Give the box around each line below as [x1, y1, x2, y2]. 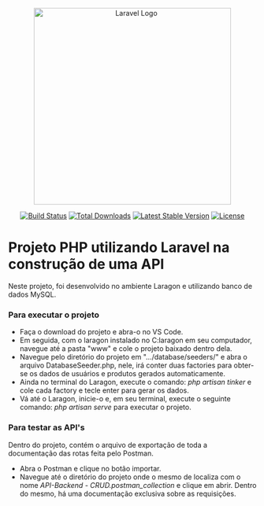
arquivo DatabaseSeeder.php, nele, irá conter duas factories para [19, 360, 232, 370]
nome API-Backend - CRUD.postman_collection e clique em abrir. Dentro [19, 480, 257, 489]
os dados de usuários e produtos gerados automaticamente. [29, 369, 226, 379]
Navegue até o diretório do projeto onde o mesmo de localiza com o [19, 472, 241, 482]
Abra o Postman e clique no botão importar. [19, 464, 162, 473]
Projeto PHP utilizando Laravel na [8, 238, 230, 257]
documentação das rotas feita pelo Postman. [8, 449, 154, 458]
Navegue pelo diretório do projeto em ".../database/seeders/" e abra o [19, 353, 248, 362]
